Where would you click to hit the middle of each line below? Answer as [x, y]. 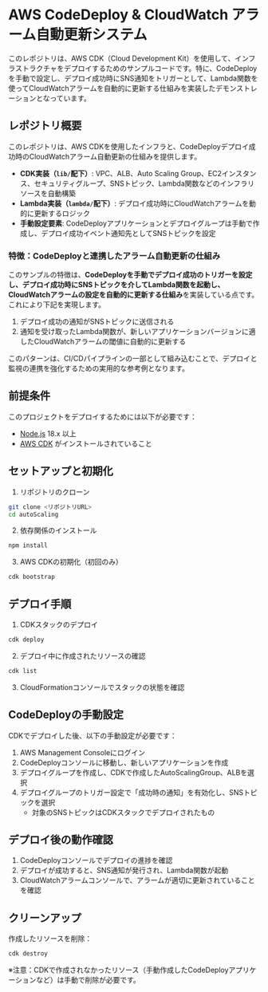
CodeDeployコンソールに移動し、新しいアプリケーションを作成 [124, 762]
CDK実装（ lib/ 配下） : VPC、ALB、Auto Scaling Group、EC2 [120, 173]
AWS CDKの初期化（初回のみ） [71, 562]
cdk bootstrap [32, 577]
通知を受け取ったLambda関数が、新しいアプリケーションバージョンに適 [138, 332]
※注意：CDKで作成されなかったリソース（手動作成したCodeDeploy [118, 970]
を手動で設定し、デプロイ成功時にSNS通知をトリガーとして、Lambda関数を [133, 78]
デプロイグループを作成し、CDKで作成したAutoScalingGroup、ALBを [134, 772]
